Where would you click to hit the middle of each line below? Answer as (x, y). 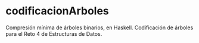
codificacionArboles (57, 11)
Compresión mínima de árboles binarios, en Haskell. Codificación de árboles (99, 27)
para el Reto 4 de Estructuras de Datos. (54, 33)
